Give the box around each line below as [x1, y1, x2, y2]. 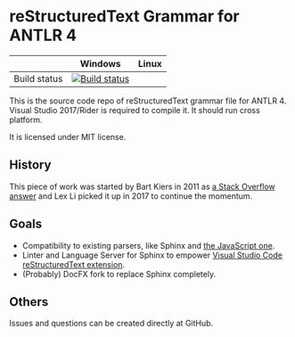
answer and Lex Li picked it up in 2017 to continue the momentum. [9, 190, 253, 201]
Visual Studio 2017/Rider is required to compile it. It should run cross [9, 104, 260, 115]
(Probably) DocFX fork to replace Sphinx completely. [21, 268, 217, 279]
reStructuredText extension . [21, 259, 126, 269]
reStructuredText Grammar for [9, 6, 240, 27]
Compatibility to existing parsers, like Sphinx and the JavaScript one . [21, 240, 275, 251]
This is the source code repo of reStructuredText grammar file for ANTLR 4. [9, 95, 287, 106]
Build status [13, 72, 63, 85]
